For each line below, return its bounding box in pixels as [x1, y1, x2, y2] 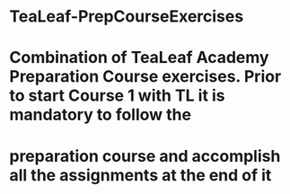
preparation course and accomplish [9, 145, 281, 166]
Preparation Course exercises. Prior [9, 66, 282, 87]
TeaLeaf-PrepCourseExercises [9, 6, 244, 27]
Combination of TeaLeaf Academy [9, 48, 269, 68]
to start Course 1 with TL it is [9, 85, 226, 106]
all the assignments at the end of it [9, 164, 272, 185]
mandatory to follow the [9, 105, 191, 125]
